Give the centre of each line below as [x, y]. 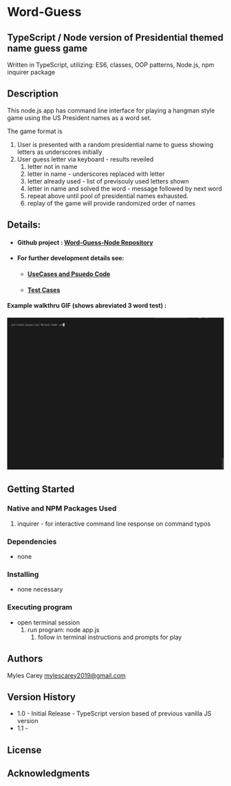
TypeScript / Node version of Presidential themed [115, 38]
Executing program [40, 607]
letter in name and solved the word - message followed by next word [124, 188]
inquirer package [31, 72]
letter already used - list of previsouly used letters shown [108, 181]
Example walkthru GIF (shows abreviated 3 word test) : [87, 306]
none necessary [40, 589]
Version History [41, 697]
